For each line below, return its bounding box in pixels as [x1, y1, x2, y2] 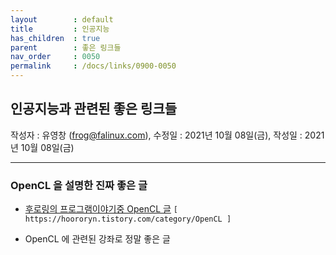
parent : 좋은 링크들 [10, 42, 122, 53]
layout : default [10, 14, 114, 25]
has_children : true [10, 33, 101, 43]
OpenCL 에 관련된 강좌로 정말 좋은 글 [24, 233, 171, 245]
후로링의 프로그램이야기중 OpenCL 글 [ [24, 203, 179, 215]
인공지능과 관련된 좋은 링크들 [10, 101, 178, 118]
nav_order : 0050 [10, 52, 101, 62]
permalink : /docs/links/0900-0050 [10, 61, 177, 71]
